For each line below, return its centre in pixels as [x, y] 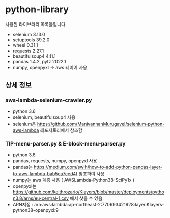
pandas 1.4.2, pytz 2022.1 [39, 61]
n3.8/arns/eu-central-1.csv [41, 198]
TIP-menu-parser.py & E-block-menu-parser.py [65, 143]
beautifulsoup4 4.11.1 [34, 56]
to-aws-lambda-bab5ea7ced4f [45, 173]
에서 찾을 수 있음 [86, 198]
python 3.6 [24, 111]
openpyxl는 [24, 186]
